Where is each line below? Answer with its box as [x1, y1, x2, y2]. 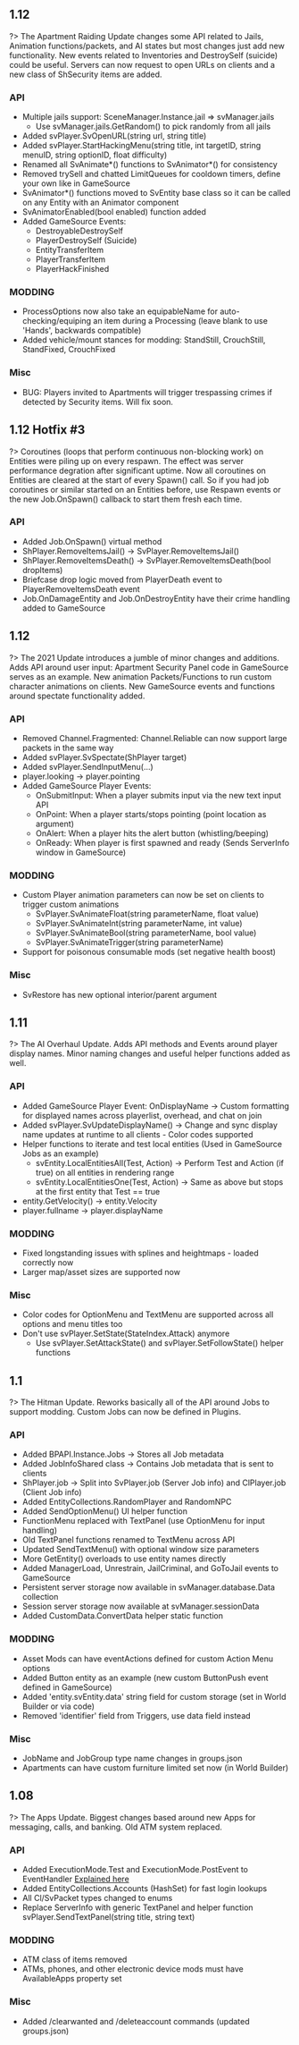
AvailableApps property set [21, 1973, 122, 1984]
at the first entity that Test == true [35, 1186, 161, 1196]
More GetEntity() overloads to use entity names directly [21, 1553, 227, 1564]
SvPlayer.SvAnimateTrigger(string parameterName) [35, 937, 224, 948]
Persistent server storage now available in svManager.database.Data [21, 1582, 275, 1593]
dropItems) [21, 564, 63, 575]
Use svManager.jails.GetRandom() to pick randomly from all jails [35, 121, 271, 132]
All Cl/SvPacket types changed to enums [21, 1893, 173, 1904]
